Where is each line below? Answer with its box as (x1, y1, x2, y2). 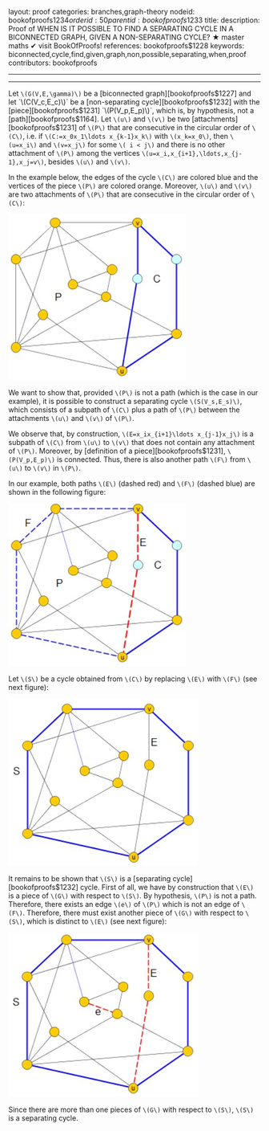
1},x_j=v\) (8, 158, 45, 166)
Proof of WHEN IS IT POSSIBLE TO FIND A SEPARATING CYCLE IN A (8, 24, 235, 33)
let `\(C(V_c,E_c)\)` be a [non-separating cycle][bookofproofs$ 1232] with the (8, 97, 260, 107)
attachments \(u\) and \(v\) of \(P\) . (8, 414, 134, 423)
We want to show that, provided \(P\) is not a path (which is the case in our (8, 388, 259, 397)
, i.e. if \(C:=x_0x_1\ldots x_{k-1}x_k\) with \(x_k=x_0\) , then (22, 132, 229, 141)
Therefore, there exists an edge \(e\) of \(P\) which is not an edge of (8, 900, 240, 908)
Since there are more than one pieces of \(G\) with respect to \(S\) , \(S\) (8, 1104, 255, 1114)
